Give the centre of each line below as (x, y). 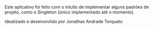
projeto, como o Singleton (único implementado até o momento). (70, 12)
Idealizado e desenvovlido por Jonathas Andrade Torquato (64, 22)
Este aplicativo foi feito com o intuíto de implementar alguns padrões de (77, 7)
